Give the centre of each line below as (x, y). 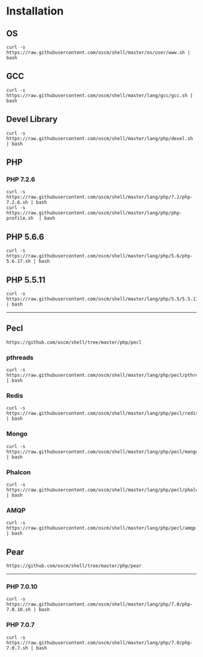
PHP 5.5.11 (26, 280)
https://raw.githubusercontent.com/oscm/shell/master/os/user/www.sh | (98, 53)
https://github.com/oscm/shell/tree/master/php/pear (74, 566)
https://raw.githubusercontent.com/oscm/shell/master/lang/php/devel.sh (100, 138)
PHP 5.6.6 (25, 237)
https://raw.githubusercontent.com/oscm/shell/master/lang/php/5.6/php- (100, 256)
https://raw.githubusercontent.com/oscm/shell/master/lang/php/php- (94, 213)
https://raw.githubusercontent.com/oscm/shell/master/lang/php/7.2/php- (100, 197)
